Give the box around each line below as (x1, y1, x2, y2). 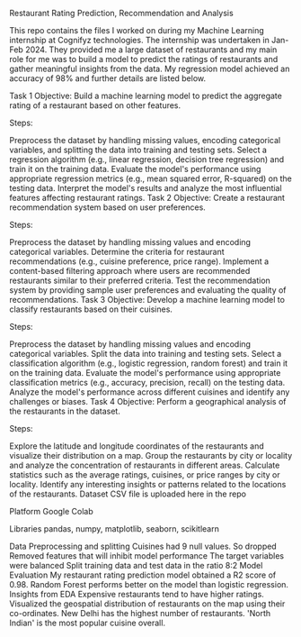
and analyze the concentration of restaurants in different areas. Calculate (9, 460, 280, 470)
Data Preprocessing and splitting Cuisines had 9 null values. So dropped (9, 541, 277, 551)
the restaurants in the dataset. (9, 405, 121, 416)
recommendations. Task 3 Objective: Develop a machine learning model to (9, 295, 286, 305)
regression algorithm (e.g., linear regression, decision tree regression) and (9, 154, 285, 165)
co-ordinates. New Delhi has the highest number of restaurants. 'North (9, 608, 271, 618)
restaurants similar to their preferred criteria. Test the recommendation (9, 275, 271, 286)
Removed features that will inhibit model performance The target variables (9, 551, 285, 561)
